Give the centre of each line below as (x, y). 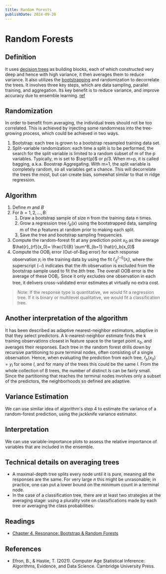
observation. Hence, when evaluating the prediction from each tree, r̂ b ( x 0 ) (81, 358)
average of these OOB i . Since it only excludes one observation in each (84, 277)
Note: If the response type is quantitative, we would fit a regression (85, 292)
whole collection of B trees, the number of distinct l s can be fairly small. (78, 370)
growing (14, 133)
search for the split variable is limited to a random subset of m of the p (84, 154)
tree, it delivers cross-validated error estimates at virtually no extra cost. (86, 283)
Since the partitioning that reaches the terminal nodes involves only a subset (83, 376)
